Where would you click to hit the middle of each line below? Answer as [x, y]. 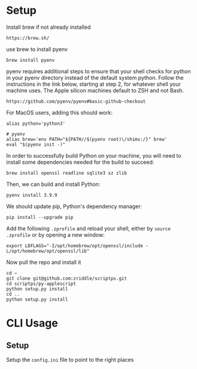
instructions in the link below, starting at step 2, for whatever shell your [93, 84]
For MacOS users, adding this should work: [59, 112]
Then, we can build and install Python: [53, 184]
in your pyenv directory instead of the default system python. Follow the [95, 77]
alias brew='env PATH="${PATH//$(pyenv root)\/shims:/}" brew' [87, 139]
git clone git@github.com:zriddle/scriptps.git [67, 278]
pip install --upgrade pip [40, 217]
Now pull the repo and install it [44, 262]
